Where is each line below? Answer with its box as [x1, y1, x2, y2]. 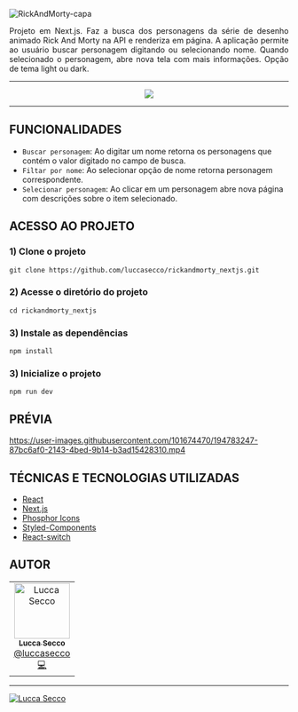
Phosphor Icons [21, 513, 81, 524]
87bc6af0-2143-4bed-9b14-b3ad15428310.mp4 [9, 445, 186, 455]
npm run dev [9, 387, 53, 397]
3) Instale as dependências [9, 327, 129, 339]
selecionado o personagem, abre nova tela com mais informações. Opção [9, 54, 289, 64]
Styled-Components [21, 522, 97, 533]
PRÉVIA [9, 411, 53, 426]
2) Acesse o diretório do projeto [9, 286, 148, 298]
